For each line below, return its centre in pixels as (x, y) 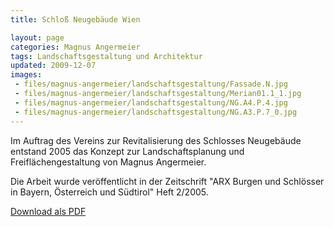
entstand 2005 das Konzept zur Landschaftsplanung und (127, 151)
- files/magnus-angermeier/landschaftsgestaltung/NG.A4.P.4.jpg (151, 102)
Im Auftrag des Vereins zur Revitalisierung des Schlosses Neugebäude (156, 140)
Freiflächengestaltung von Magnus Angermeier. (108, 162)
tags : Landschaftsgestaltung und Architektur (106, 56)
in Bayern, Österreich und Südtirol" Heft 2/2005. (109, 192)
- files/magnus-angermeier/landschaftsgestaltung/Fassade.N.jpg (151, 84)
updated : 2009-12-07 (53, 66)
